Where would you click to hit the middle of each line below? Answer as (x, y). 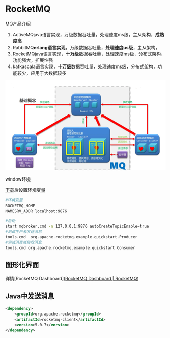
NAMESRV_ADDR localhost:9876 (36, 211)
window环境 (18, 179)
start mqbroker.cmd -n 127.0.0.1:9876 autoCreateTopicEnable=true (77, 226)
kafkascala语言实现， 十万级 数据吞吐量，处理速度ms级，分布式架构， (85, 66)
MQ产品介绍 (18, 24)
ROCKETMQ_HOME (20, 206)
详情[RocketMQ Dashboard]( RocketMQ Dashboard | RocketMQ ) (72, 278)
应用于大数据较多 (48, 73)
